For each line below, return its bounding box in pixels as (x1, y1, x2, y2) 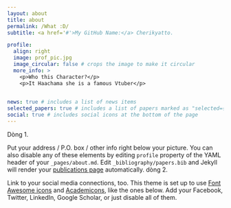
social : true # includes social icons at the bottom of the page (7, 111, 198, 119)
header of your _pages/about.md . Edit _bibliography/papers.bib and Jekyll (7, 158, 218, 166)
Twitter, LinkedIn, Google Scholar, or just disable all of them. (7, 193, 177, 201)
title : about (7, 16, 45, 23)
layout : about (7, 10, 48, 17)
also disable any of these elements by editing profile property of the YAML (7, 150, 221, 159)
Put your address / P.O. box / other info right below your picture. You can (7, 143, 213, 152)
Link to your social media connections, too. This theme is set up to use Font (7, 178, 221, 187)
